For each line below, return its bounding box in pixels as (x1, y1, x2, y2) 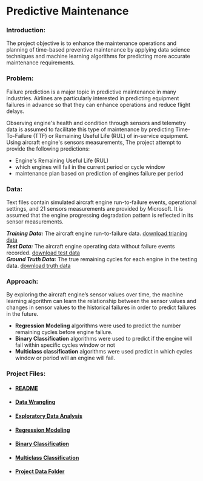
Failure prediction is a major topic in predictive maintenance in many (6, 88, 177, 95)
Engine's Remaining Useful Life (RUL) (15, 157, 109, 164)
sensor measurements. (6, 218, 64, 225)
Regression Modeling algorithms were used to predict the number (15, 322, 181, 329)
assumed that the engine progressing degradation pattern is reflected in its (6, 211, 194, 219)
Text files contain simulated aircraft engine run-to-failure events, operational (6, 199, 197, 206)
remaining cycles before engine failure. (15, 329, 113, 336)
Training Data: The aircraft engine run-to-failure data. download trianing (6, 230, 188, 237)
